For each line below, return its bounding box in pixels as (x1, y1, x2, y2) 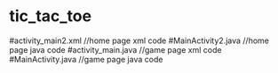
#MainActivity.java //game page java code (9, 54, 163, 64)
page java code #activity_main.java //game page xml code (9, 44, 222, 55)
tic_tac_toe (9, 6, 91, 26)
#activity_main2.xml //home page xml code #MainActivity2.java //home (9, 35, 269, 46)
